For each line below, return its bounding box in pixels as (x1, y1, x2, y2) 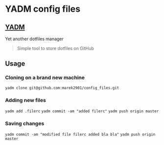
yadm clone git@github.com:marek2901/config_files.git (5, 85, 119, 90)
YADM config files (5, 3, 81, 15)
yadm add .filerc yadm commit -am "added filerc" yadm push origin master (5, 109, 159, 114)
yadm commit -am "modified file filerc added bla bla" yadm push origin (5, 132, 156, 137)
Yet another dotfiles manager (5, 36, 64, 42)
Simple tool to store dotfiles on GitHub (17, 46, 94, 51)
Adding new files (5, 97, 47, 103)
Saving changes (5, 120, 45, 127)
